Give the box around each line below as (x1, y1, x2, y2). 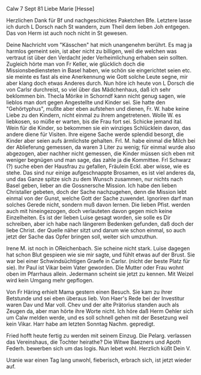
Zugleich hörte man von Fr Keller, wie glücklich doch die (6, 60, 145, 67)
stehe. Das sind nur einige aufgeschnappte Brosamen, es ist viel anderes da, (6, 169, 196, 176)
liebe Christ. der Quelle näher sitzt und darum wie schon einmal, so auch (6, 227, 186, 234)
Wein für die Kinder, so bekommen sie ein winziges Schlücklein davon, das (6, 125, 191, 131)
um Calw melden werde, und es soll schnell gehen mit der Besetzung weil (6, 314, 189, 321)
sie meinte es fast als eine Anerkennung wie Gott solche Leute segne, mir (6, 73, 188, 80)
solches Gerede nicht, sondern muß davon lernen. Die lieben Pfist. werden (6, 201, 190, 208)
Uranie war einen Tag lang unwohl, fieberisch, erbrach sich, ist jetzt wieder (6, 356, 192, 364)
